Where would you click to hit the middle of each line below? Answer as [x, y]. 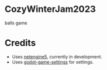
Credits [20, 43]
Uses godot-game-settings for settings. [53, 62]
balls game [16, 23]
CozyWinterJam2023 [50, 9]
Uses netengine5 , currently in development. [57, 57]
